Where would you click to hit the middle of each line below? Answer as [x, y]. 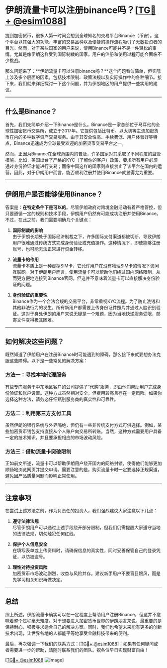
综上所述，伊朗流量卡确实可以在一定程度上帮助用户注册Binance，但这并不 [81, 614]
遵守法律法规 [25, 521]
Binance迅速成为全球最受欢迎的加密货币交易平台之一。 [70, 143]
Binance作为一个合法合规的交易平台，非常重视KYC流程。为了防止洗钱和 [86, 301]
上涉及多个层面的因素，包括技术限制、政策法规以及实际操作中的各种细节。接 [83, 77]
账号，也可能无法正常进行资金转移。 [49, 249]
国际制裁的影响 [28, 230]
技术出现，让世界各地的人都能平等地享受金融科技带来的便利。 [68, 633]
